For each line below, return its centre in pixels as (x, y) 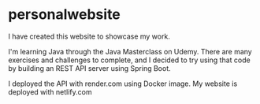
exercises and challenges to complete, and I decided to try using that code (129, 60)
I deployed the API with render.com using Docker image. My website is (123, 84)
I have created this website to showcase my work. (89, 36)
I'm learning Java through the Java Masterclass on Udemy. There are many (130, 51)
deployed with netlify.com (50, 91)
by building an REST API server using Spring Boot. (89, 68)
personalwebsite (64, 15)
